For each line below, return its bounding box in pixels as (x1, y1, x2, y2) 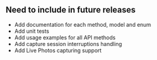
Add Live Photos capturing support (14, 47, 102, 54)
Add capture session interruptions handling (14, 40, 122, 47)
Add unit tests (14, 27, 50, 35)
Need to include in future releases (5, 5, 136, 15)
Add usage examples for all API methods (14, 33, 116, 41)
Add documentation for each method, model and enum (14, 21, 152, 28)
